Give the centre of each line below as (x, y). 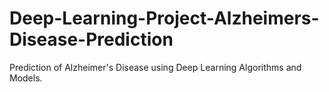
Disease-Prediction (91, 39)
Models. (26, 78)
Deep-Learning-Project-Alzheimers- (164, 18)
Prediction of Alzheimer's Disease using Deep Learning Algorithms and (155, 67)
